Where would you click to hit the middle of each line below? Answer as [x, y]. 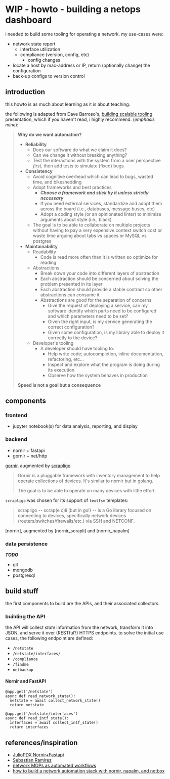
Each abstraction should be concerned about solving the [99, 279]
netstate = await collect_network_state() [55, 701]
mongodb [23, 570]
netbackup [23, 670]
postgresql [24, 575]
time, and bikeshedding [57, 182]
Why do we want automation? [50, 134]
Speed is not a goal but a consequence [59, 385]
